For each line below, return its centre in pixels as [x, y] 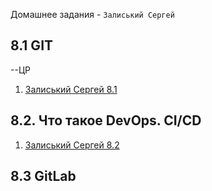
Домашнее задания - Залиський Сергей [92, 14]
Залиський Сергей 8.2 [72, 145]
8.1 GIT [32, 45]
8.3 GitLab [43, 176]
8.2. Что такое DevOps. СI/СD [106, 120]
